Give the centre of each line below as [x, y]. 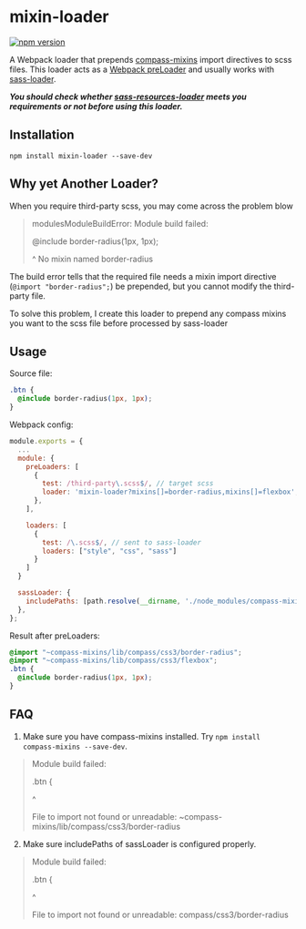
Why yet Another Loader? [84, 184]
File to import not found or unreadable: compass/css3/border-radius [160, 914]
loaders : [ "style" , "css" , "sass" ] [110, 551]
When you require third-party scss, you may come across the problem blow [151, 206]
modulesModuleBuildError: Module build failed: [120, 223]
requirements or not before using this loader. [96, 106]
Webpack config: [41, 424]
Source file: [31, 373]
